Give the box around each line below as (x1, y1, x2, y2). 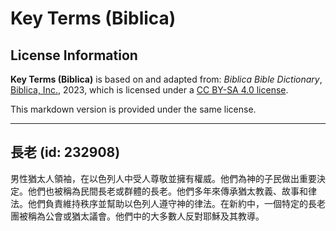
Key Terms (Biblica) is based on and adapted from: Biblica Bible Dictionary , (10, 73, 323, 85)
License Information (10, 47, 138, 64)
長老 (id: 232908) (10, 144, 121, 161)
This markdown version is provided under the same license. (10, 103, 257, 115)
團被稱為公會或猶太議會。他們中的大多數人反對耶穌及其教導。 (10, 210, 265, 222)
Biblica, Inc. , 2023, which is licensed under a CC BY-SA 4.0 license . (10, 84, 289, 96)
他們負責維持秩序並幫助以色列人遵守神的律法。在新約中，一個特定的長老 (27, 197, 326, 209)
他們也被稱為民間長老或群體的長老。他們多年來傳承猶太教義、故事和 (27, 185, 308, 197)
